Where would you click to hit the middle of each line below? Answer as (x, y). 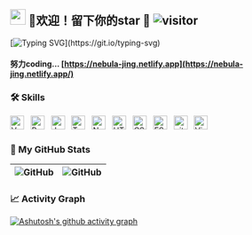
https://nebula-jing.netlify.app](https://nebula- (154, 64)
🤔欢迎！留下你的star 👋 (89, 21)
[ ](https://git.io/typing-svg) (85, 43)
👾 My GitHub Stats (51, 149)
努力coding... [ (37, 64)
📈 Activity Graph (48, 199)
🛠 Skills (28, 98)
